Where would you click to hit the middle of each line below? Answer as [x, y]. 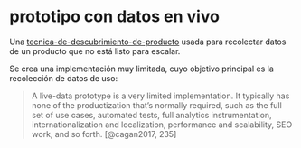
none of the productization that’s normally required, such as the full [156, 105]
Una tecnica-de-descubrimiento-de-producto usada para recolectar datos [148, 42]
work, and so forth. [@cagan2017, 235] [104, 134]
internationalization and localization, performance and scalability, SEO [162, 125]
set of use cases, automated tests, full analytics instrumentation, [152, 115]
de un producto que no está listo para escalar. [95, 51]
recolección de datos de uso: [64, 78]
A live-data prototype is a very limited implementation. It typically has [160, 96]
